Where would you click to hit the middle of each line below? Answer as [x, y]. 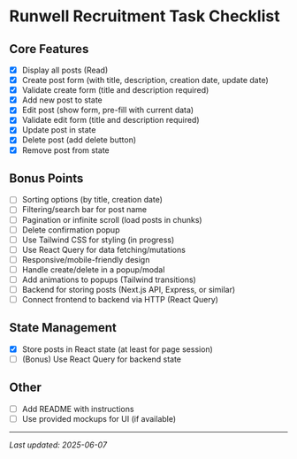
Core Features [49, 49]
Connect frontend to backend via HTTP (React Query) [120, 299]
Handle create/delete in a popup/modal [93, 269]
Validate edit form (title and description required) [111, 120]
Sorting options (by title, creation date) [92, 200]
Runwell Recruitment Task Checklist [145, 16]
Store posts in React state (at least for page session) [118, 349]
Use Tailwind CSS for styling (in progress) [98, 240]
